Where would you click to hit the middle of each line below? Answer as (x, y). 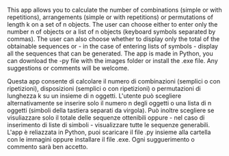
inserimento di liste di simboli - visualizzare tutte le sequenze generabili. (109, 125)
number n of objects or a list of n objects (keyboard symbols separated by (111, 31)
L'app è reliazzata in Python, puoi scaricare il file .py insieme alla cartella (109, 132)
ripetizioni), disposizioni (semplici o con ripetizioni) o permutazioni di (104, 89)
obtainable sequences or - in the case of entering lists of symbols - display (113, 46)
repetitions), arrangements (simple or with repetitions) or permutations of (110, 17)
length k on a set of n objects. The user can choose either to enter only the (112, 24)
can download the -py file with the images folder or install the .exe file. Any (113, 61)
